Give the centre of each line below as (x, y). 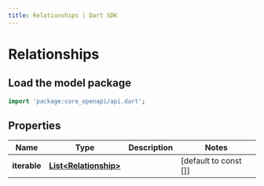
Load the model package (70, 83)
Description (151, 148)
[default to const (211, 161)
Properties (35, 125)
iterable (27, 166)
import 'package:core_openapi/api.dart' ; (77, 101)
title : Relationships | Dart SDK (63, 15)
